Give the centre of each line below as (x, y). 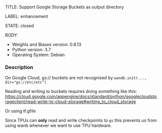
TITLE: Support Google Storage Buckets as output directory (65, 7)
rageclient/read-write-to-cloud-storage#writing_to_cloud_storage (71, 102)
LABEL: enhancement (27, 16)
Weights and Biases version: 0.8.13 (47, 44)
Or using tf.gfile (21, 111)
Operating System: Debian (38, 55)
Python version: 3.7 (31, 50)
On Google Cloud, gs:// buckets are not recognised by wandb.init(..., (76, 78)
